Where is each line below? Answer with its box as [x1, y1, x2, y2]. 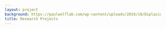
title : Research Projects [4, 16, 58, 21]
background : [4, 12, 29, 17]
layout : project [4, 7, 38, 12]
